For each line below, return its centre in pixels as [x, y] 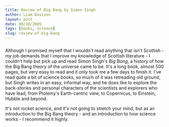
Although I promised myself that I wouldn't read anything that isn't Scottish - [84, 50]
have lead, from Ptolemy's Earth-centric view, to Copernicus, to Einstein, [81, 93]
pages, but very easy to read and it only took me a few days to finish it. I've [83, 72]
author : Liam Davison [28, 15]
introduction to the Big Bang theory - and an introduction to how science [80, 114]
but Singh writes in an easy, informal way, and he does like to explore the [81, 83]
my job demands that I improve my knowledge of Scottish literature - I [78, 56]
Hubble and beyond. [26, 99]
